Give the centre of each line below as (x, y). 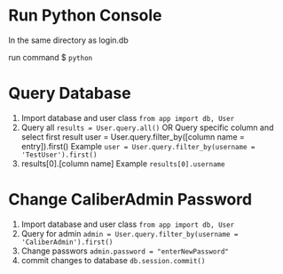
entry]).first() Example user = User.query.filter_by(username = (138, 146)
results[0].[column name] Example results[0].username (123, 163)
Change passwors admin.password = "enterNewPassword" (125, 251)
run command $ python (51, 57)
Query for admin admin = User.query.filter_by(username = (130, 233)
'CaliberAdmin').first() (67, 242)
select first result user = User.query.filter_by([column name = (133, 137)
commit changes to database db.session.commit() (113, 260)
